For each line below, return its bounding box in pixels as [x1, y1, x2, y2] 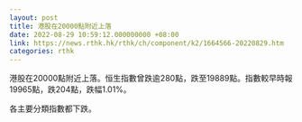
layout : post [9, 13, 59, 23]
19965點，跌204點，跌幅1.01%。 [9, 84, 133, 95]
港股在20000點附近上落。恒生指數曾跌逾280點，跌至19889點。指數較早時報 [9, 73, 293, 84]
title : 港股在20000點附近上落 [9, 22, 113, 31]
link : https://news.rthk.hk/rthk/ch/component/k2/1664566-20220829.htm [9, 38, 284, 48]
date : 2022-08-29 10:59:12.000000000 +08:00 [9, 30, 179, 39]
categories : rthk [9, 47, 75, 56]
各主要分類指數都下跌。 [9, 103, 96, 114]
